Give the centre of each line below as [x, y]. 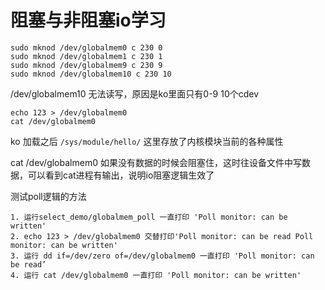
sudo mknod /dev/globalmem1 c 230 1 [86, 56]
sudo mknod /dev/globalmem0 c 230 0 [86, 47]
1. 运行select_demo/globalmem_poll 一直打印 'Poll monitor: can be [149, 217]
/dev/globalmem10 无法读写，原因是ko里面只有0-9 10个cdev [135, 93]
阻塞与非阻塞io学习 [88, 20]
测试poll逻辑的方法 [48, 196]
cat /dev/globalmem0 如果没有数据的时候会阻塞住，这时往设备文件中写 [156, 162]
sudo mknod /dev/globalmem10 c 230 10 [91, 74]
